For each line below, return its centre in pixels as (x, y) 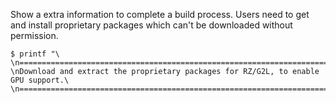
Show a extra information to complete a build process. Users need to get (160, 14)
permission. (34, 35)
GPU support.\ (40, 80)
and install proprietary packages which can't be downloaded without (151, 25)
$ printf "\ (35, 54)
